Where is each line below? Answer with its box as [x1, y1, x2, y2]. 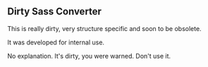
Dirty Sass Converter [7, 6, 102, 18]
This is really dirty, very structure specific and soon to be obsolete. [7, 24, 202, 32]
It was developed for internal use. [7, 38, 104, 47]
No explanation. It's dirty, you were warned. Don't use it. [7, 51, 171, 60]
